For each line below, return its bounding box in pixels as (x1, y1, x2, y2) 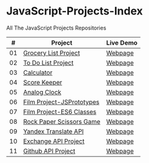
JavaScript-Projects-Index (6, 4, 144, 18)
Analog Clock (23, 88, 62, 96)
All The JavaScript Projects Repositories (6, 24, 107, 31)
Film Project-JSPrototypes (23, 98, 100, 106)
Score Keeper (23, 78, 62, 86)
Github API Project (23, 147, 76, 155)
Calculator (23, 68, 53, 77)
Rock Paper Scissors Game (23, 117, 101, 126)
